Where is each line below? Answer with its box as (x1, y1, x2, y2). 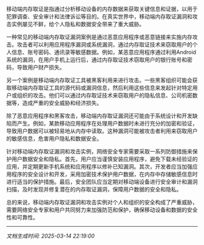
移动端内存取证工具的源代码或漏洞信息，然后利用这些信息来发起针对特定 (11, 84, 192, 91)
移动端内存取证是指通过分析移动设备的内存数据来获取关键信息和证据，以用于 (6, 5, 198, 12)
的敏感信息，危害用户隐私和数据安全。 (6, 135, 102, 142)
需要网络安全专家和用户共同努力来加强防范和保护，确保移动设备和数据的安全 (6, 206, 198, 213)
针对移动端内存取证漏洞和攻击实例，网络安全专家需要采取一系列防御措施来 (6, 148, 192, 155)
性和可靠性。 (6, 214, 38, 221)
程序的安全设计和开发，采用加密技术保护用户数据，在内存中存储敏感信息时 (11, 170, 198, 178)
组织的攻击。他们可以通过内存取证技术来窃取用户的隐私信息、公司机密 (16, 92, 192, 99)
